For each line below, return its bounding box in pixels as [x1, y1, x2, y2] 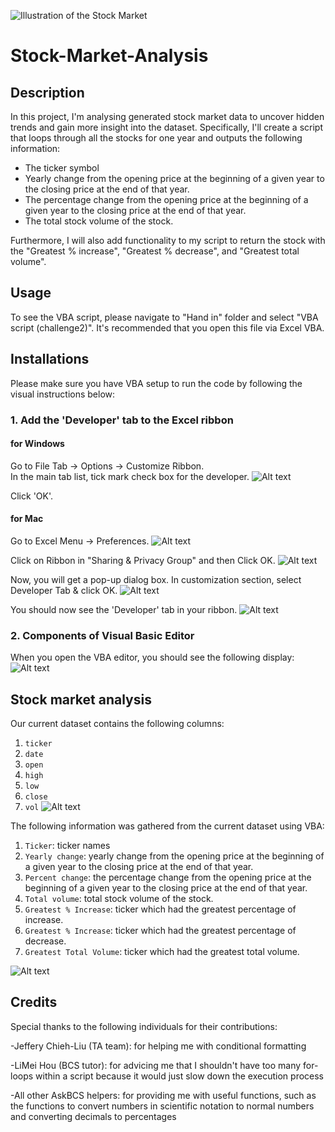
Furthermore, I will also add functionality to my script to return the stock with [10, 235, 326, 246]
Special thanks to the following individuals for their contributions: [10, 1020, 278, 1032]
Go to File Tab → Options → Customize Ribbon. [10, 460, 205, 472]
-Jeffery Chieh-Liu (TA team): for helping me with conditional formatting [10, 1040, 307, 1052]
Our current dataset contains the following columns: [10, 718, 225, 730]
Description [10, 84, 85, 101]
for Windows [10, 438, 65, 450]
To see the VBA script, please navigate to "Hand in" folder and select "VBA [10, 311, 319, 323]
